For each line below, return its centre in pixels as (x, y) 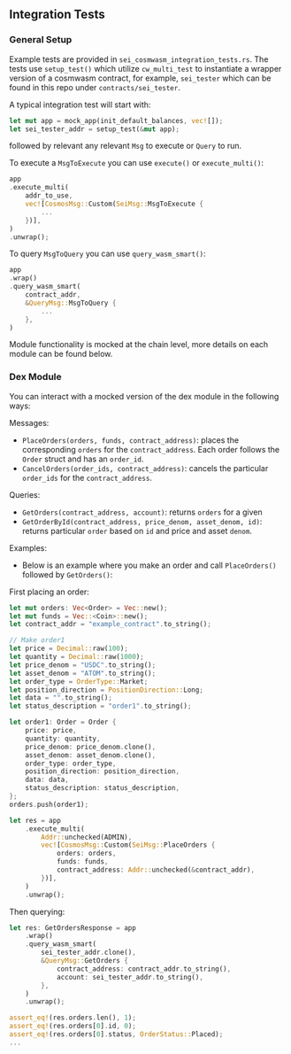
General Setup (41, 40)
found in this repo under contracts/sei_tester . (95, 87)
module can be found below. (61, 354)
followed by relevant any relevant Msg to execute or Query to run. (126, 146)
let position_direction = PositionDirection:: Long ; (106, 690)
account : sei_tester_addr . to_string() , (130, 977)
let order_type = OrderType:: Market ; (79, 681)
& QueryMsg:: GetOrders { (84, 961)
